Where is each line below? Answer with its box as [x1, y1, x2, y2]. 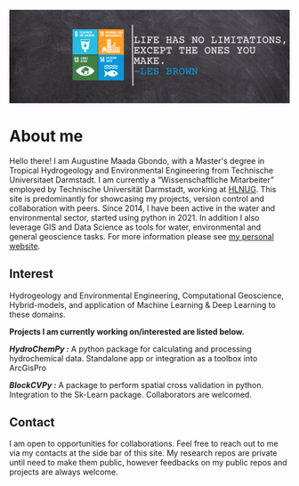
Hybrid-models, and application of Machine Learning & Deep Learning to [9, 299, 276, 310]
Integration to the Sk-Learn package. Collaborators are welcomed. [9, 389, 252, 400]
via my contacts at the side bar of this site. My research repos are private [9, 448, 278, 458]
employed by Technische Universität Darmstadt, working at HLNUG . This [9, 183, 277, 194]
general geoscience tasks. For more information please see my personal [9, 231, 274, 241]
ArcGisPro [9, 362, 47, 373]
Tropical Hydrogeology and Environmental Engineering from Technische [9, 165, 274, 175]
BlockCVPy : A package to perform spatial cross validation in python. [9, 379, 264, 390]
